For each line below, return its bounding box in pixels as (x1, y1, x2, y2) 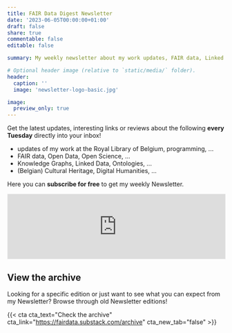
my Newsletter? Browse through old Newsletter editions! (7, 297, 168, 305)
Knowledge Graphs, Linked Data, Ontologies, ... (17, 159, 152, 168)
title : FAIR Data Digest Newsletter (7, 10, 113, 17)
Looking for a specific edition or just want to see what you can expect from (7, 290, 221, 298)
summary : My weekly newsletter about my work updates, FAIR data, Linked (7, 54, 224, 62)
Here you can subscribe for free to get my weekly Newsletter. (7, 180, 184, 188)
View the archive (7, 272, 81, 283)
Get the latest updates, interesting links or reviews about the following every (7, 124, 224, 132)
